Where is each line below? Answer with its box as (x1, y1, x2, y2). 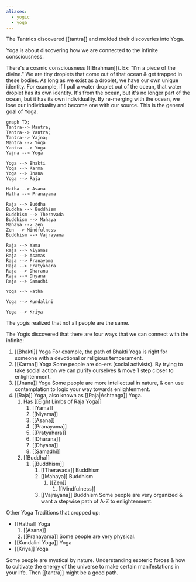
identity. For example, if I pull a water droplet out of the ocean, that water (6, 83, 182, 90)
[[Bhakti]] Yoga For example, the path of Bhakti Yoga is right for (14, 348, 168, 355)
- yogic (11, 14, 30, 20)
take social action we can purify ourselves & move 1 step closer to (14, 367, 174, 374)
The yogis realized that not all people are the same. (6, 319, 130, 326)
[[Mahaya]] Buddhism (40, 473, 94, 480)
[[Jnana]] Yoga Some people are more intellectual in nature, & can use (14, 379, 184, 387)
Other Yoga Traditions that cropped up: (6, 509, 101, 516)
